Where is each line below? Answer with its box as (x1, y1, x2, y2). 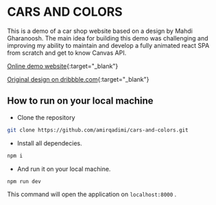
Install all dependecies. (16, 138, 82, 147)
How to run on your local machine (7, 95, 154, 107)
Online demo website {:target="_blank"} (7, 62, 119, 70)
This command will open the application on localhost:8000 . (7, 190, 177, 199)
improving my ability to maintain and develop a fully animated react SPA (7, 41, 210, 49)
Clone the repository (16, 113, 75, 121)
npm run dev (7, 178, 41, 185)
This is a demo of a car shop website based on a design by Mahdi (7, 27, 193, 35)
